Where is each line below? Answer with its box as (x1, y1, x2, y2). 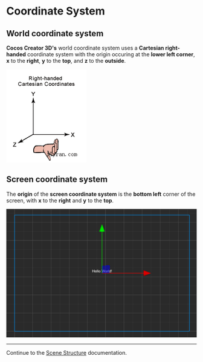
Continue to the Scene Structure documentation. (6, 349, 127, 357)
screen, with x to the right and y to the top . (6, 196, 114, 204)
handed (6, 51, 26, 58)
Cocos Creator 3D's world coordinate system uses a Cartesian (6, 44, 164, 51)
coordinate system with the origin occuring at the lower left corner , (27, 51, 195, 58)
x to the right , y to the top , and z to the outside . (6, 57, 126, 64)
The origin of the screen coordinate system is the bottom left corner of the (6, 190, 196, 198)
